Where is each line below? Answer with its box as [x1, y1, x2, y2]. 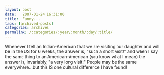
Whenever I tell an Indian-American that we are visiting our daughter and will [5, 44, 160, 49]
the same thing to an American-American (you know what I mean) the [5, 54, 146, 59]
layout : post [5, 7, 32, 12]
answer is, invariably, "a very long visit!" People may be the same [5, 59, 137, 65]
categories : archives [5, 25, 49, 30]
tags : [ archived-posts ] [5, 21, 54, 26]
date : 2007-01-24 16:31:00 [5, 12, 65, 17]
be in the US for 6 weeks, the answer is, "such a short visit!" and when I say [5, 49, 158, 54]
